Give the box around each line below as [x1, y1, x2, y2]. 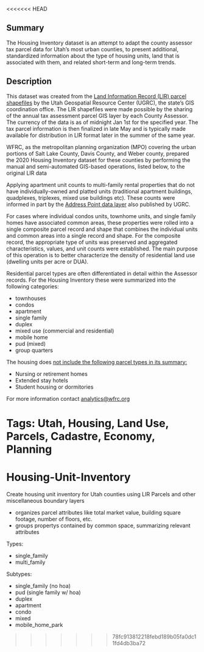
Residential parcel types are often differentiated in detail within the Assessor [6, 269, 198, 277]
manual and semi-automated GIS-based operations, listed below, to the [6, 163, 185, 170]
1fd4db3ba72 [112, 639, 146, 647]
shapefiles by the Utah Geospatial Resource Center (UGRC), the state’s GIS [6, 99, 195, 106]
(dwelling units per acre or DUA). [6, 258, 89, 265]
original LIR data [6, 169, 47, 177]
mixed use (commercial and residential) [15, 327, 114, 334]
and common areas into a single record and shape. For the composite [6, 232, 181, 239]
